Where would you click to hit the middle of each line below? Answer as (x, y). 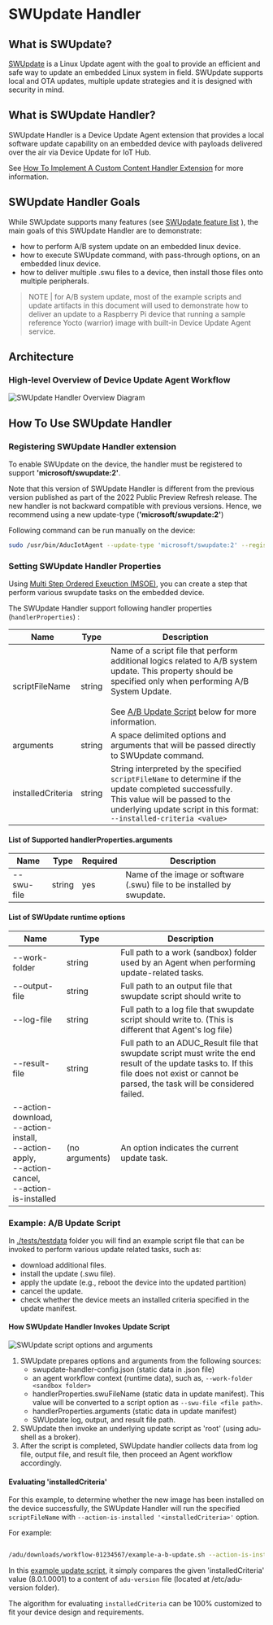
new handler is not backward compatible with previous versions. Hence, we (135, 506)
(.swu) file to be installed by (178, 885)
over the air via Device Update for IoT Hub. (80, 152)
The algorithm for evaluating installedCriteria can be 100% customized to (135, 1604)
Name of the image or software (185, 874)
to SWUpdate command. (158, 756)
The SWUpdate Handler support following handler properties (110, 608)
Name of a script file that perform (174, 650)
